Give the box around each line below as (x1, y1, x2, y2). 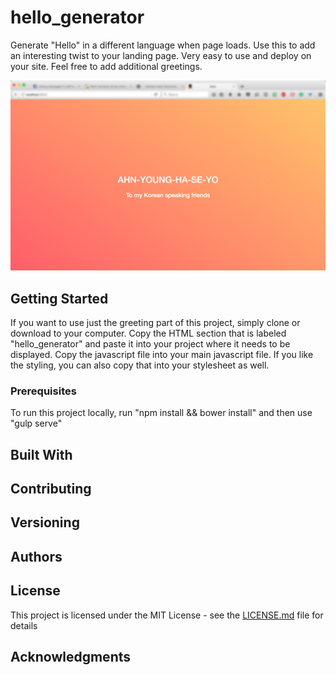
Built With (10, 446, 73, 463)
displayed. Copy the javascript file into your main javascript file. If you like (10, 348, 314, 360)
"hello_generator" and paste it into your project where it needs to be (10, 337, 291, 350)
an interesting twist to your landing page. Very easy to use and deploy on (10, 49, 312, 61)
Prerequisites (10, 384, 77, 398)
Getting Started (10, 290, 109, 307)
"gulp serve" (10, 417, 63, 430)
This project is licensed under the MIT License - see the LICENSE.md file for (10, 609, 324, 621)
